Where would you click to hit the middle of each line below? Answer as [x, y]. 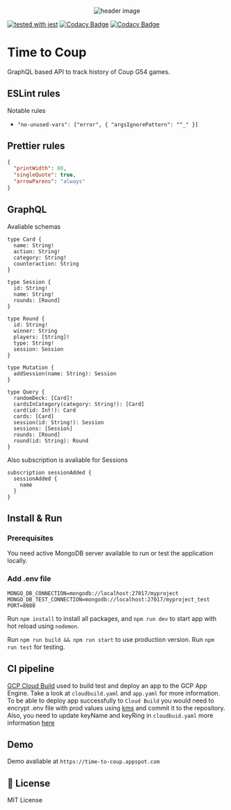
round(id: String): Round [51, 441]
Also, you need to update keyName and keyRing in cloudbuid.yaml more [110, 715]
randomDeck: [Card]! [43, 398]
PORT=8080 [22, 606]
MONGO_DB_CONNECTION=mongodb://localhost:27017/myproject [93, 593]
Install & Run [35, 519]
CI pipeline [31, 669]
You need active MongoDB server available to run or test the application [110, 553]
